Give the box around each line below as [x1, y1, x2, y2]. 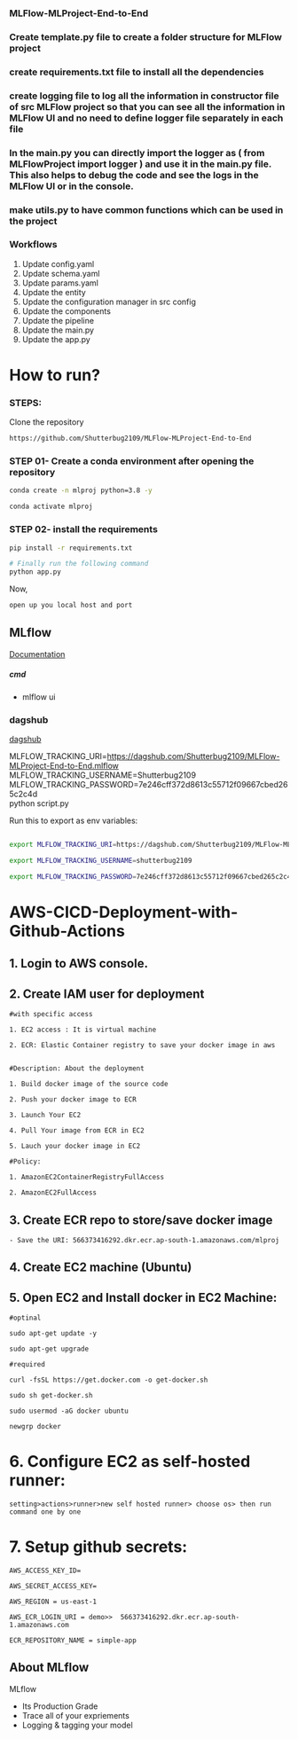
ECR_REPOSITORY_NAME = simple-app [9, 1636, 137, 1645]
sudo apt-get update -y [9, 1329, 98, 1338]
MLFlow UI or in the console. [9, 180, 135, 192]
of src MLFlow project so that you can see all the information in [9, 100, 286, 113]
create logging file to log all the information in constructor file [9, 90, 279, 102]
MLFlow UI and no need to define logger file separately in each [9, 112, 284, 124]
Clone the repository [9, 417, 84, 427]
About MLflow [9, 1660, 90, 1675]
